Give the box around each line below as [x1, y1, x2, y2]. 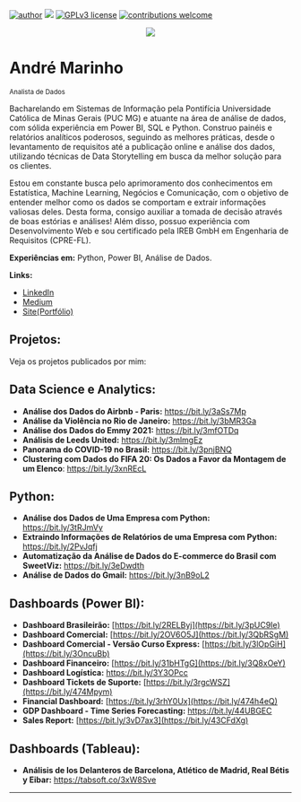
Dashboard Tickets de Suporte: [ [21, 677, 147, 688]
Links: [9, 269, 33, 280]
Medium [21, 296, 54, 307]
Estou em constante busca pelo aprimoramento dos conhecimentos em [9, 178, 273, 188]
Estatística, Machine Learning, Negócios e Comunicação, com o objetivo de [9, 187, 289, 197]
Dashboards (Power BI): [9, 596, 145, 611]
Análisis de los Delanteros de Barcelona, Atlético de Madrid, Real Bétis [21, 765, 289, 775]
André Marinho [9, 58, 124, 78]
